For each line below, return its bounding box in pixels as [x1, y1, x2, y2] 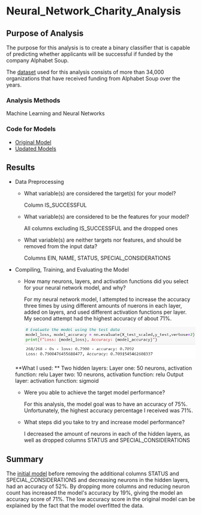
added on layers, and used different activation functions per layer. [23, 308, 187, 316]
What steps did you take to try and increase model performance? [23, 419, 185, 426]
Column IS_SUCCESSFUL [23, 201, 87, 209]
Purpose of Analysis [6, 28, 84, 38]
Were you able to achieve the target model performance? [23, 389, 166, 396]
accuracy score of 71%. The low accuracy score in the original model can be [6, 496, 196, 503]
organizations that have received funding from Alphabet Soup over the [6, 75, 181, 82]
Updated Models [14, 145, 56, 152]
